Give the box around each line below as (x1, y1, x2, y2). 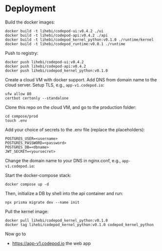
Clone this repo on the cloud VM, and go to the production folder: (5, 104, 137, 110)
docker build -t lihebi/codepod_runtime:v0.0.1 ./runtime (5, 41, 125, 47)
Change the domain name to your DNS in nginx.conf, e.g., (5, 157, 121, 163)
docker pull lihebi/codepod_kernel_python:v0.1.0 (5, 218, 108, 223)
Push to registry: (5, 50, 39, 56)
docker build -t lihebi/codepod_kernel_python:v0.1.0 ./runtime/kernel (5, 37, 154, 42)
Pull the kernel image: (5, 208, 49, 214)
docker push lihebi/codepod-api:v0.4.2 (5, 64, 86, 69)
